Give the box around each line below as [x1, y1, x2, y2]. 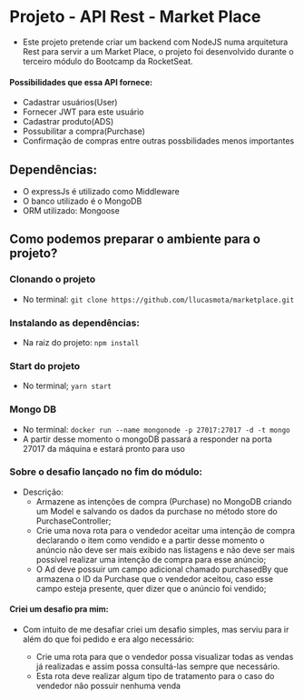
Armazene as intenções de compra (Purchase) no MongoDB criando [35, 495, 292, 506]
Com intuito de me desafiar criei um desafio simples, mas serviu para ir [22, 625, 289, 635]
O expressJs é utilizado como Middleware [22, 185, 180, 196]
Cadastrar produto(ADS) [22, 116, 114, 127]
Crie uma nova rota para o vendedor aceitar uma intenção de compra [35, 525, 296, 535]
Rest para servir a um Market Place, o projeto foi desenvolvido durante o [22, 45, 294, 56]
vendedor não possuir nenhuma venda [35, 680, 181, 692]
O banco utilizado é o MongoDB [22, 195, 142, 206]
